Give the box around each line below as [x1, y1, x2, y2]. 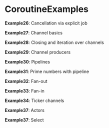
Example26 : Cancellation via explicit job [4, 20, 88, 26]
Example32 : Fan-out [4, 78, 48, 84]
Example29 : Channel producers [4, 49, 71, 55]
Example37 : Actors [4, 107, 44, 113]
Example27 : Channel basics [4, 29, 63, 35]
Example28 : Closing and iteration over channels [4, 39, 104, 45]
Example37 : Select [4, 116, 44, 123]
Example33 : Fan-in [4, 87, 44, 93]
